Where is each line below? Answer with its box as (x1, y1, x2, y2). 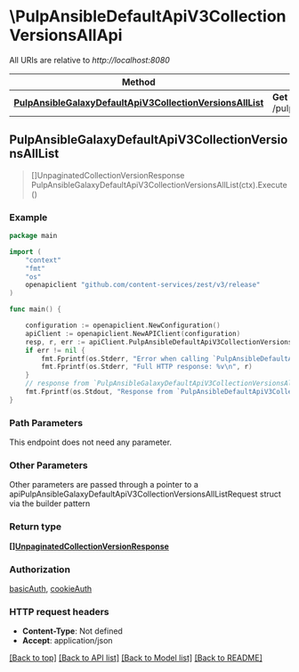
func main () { (9, 305, 62, 314)
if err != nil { (25, 346, 86, 355)
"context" (25, 256, 62, 265)
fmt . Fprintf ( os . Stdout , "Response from (25, 388, 174, 397)
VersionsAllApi (9, 25, 123, 45)
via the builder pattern (9, 498, 91, 509)
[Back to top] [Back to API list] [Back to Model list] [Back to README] (9, 652, 263, 663)
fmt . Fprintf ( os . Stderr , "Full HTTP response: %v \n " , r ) (41, 363, 253, 372)
